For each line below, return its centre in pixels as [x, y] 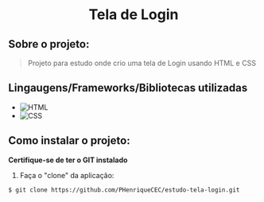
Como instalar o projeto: [69, 141]
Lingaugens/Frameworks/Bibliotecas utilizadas [128, 88]
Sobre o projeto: [49, 44]
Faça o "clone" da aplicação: [67, 175]
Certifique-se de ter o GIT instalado [68, 160]
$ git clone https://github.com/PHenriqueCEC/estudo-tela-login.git [124, 190]
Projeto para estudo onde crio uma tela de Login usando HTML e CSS [142, 63]
